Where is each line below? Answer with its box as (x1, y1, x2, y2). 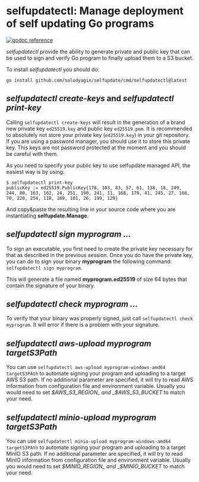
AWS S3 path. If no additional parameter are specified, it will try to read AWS (6, 376, 194, 383)
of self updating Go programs (6, 17, 154, 30)
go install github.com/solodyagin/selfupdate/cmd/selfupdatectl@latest (6, 77, 187, 83)
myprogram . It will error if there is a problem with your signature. (6, 321, 160, 328)
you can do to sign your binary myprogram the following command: (6, 258, 172, 265)
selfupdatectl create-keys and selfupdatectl (6, 93, 174, 104)
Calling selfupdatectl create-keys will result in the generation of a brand (6, 118, 185, 126)
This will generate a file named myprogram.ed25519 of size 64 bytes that (6, 276, 187, 283)
